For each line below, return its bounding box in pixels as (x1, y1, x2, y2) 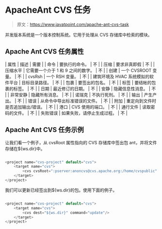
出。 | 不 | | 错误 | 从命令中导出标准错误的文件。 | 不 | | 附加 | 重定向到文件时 (5, 98, 157, 104)
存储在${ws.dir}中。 (5, 146, 45, 152)
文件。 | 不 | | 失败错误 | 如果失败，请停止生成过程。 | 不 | (13, 110, 128, 116)
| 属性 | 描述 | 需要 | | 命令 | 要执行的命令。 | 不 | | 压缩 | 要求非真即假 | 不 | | (5, 61, 155, 67)
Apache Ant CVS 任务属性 (5, 47, 84, 56)
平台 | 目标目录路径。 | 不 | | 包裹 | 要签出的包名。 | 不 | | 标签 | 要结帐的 (9, 79, 152, 85)
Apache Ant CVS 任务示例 (5, 126, 84, 134)
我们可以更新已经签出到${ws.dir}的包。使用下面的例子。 (5, 187, 117, 193)
